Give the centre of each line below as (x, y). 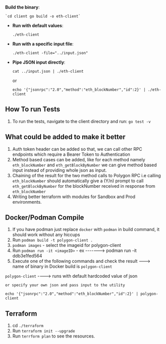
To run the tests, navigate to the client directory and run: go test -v (82, 121)
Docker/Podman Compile (45, 218)
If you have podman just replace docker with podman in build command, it (86, 229)
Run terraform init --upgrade (44, 331)
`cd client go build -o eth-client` (43, 16)
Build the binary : (23, 7)
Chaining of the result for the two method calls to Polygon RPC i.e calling (86, 175)
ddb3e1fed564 (27, 256)
